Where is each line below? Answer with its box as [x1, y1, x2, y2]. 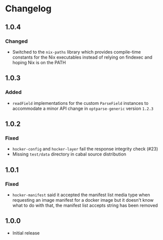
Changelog [5, 3, 52, 14]
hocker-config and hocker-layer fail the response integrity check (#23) [12, 146, 158, 152]
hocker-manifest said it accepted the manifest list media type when [12, 192, 150, 198]
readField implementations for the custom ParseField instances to [12, 100, 149, 106]
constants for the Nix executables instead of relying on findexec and [12, 54, 153, 60]
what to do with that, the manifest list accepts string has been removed [12, 202, 158, 208]
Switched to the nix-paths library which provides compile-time [12, 49, 141, 55]
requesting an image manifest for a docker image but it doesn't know [12, 197, 154, 203]
